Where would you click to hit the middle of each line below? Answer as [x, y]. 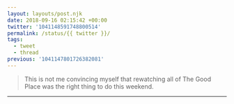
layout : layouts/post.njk [45, 14]
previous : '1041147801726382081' [56, 59]
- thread [26, 53]
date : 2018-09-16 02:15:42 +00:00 [57, 20]
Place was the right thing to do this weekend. [89, 86]
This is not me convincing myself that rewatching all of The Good [117, 79]
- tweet [25, 46]
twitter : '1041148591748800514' [54, 27]
